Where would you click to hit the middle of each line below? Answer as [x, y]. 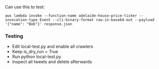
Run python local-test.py [36, 57]
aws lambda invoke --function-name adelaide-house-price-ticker [71, 16]
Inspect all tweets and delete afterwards [52, 62]
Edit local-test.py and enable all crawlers [52, 46]
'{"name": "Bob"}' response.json [39, 24]
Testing [14, 36]
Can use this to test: [25, 7]
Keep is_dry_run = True [35, 52]
